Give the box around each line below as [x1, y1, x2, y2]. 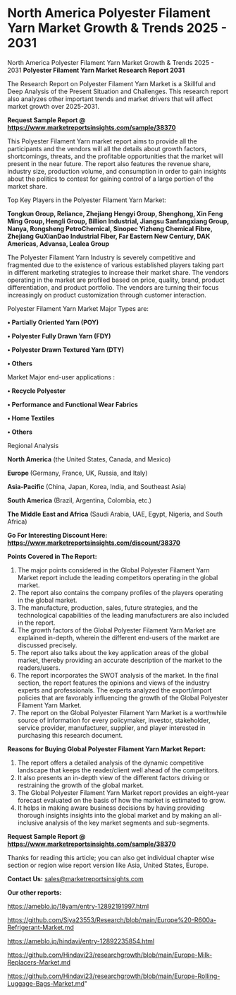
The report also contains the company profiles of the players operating [17, 588, 223, 596]
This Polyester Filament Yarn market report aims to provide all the [7, 136, 197, 146]
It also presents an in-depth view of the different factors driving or [17, 773, 210, 782]
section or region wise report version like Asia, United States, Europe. [7, 861, 209, 869]
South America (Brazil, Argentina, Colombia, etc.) [7, 496, 152, 505]
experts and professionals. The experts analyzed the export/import [17, 685, 212, 694]
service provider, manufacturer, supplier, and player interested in [17, 723, 206, 732]
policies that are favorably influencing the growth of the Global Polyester [17, 693, 228, 702]
